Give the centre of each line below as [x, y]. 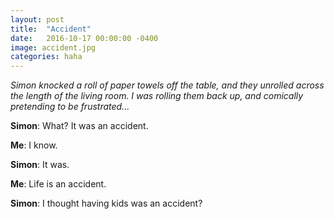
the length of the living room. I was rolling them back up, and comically [157, 96]
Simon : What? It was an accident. [79, 126]
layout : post [37, 19]
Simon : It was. [40, 165]
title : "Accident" [51, 29]
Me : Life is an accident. [58, 184]
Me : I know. [34, 145]
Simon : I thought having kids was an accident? [106, 203]
